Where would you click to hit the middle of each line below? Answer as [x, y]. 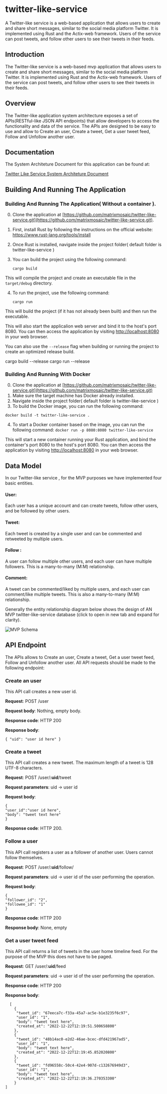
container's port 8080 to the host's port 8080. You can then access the [78, 445]
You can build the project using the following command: [69, 260]
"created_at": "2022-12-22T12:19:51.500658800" [66, 1026]
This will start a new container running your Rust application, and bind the [81, 440]
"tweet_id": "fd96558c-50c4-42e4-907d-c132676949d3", [73, 1065]
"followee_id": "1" [25, 904]
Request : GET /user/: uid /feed [36, 966]
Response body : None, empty [36, 928]
